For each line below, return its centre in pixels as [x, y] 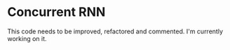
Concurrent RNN [56, 12]
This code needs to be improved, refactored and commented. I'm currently [115, 31]
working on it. [27, 38]
